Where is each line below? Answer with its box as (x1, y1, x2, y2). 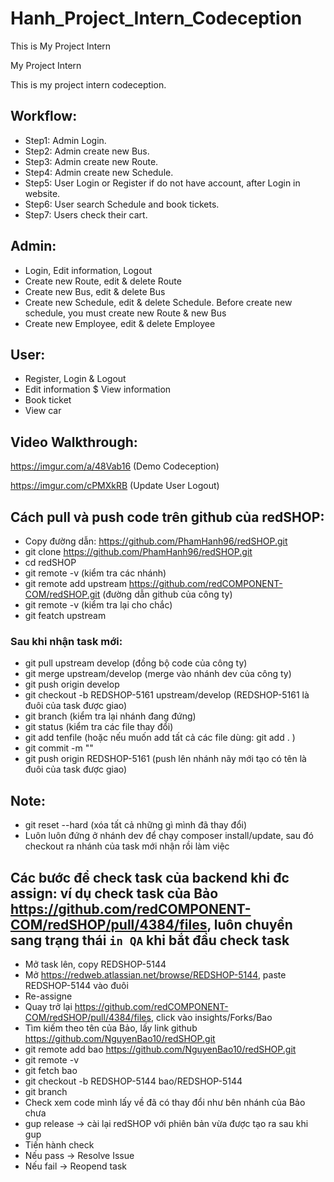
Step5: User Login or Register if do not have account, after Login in (24, 177, 301, 189)
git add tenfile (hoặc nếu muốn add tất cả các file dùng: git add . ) (24, 732, 296, 744)
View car (24, 405, 62, 417)
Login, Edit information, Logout (24, 264, 153, 276)
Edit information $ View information (24, 383, 172, 396)
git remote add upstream (24, 578, 127, 589)
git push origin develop (24, 678, 120, 691)
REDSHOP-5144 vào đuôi (24, 979, 129, 991)
